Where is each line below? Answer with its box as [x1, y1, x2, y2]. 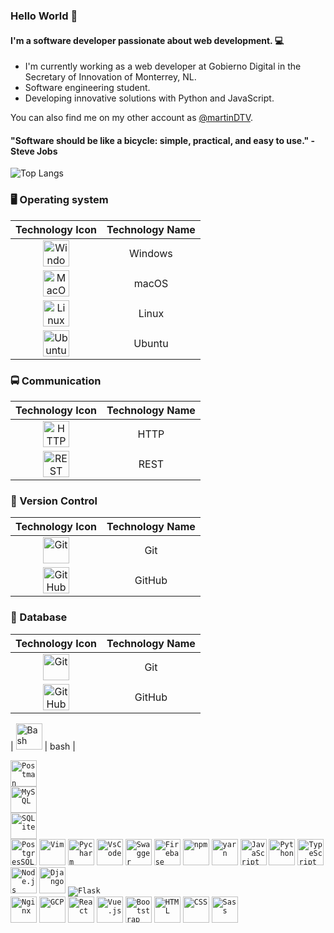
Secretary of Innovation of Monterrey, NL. [24, 71, 197, 83]
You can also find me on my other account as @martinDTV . [10, 112, 254, 124]
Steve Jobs [10, 145, 58, 157]
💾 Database [10, 610, 68, 624]
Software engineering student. [24, 82, 151, 94]
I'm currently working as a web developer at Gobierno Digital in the [24, 60, 302, 73]
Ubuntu [133, 336, 169, 350]
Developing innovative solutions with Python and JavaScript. [24, 92, 275, 104]
